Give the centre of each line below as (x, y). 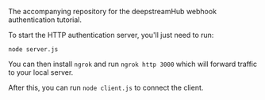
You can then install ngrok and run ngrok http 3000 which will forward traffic (133, 64)
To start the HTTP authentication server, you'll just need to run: (111, 35)
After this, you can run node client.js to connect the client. (106, 87)
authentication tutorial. (45, 20)
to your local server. (41, 72)
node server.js (33, 50)
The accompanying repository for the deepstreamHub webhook (112, 11)
